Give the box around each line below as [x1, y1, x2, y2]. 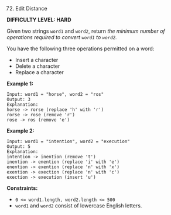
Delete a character [15, 63, 60, 70]
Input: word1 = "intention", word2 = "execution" [6, 138, 131, 144]
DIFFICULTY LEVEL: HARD [6, 16, 72, 23]
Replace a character [15, 69, 64, 75]
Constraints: [6, 185, 38, 192]
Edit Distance [15, 5, 47, 12]
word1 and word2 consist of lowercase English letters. [15, 202, 142, 209]
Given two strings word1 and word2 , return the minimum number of [6, 27, 166, 34]
